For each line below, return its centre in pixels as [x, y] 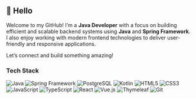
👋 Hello [19, 11]
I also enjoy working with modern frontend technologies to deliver [86, 37]
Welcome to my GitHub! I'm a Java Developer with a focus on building [92, 25]
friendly [16, 44]
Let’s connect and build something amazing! [60, 55]
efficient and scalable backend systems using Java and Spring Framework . [98, 31]
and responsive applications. [61, 44]
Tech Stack [23, 70]
